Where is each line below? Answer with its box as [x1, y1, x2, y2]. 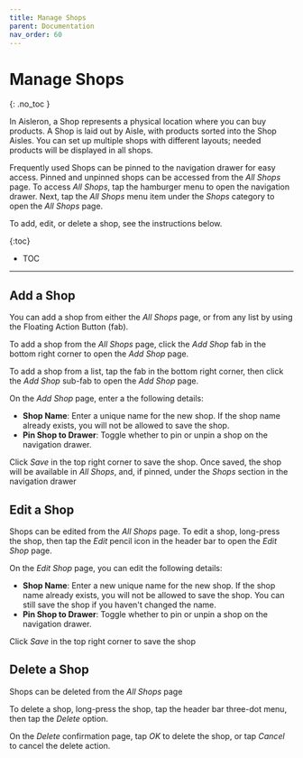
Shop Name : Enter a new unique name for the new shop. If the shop [22, 579, 276, 591]
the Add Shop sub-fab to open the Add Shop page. [9, 375, 199, 386]
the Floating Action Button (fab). [9, 321, 129, 332]
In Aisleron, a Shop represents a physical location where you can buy [9, 116, 267, 127]
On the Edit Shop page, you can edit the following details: [9, 562, 223, 573]
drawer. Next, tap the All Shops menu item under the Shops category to [9, 191, 275, 202]
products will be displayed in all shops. [9, 145, 153, 156]
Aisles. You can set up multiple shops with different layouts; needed [9, 135, 262, 146]
